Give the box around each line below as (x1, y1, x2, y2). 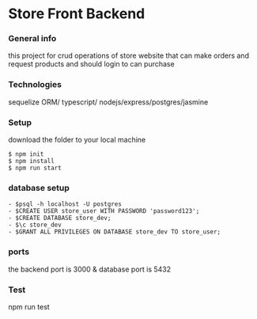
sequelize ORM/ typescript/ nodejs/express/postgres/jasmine (8, 97, 209, 107)
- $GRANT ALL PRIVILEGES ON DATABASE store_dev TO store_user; (8, 228, 221, 236)
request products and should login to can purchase (8, 59, 176, 69)
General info (8, 33, 57, 44)
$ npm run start (8, 164, 62, 173)
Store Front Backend (8, 5, 146, 23)
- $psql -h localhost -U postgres (8, 200, 123, 208)
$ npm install (8, 158, 55, 165)
